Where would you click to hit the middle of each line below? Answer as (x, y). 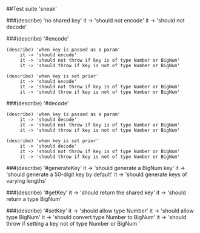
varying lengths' (27, 181)
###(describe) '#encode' (38, 38)
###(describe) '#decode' (38, 103)
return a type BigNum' (34, 199)
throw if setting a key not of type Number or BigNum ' (73, 224)
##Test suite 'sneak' (32, 9)
